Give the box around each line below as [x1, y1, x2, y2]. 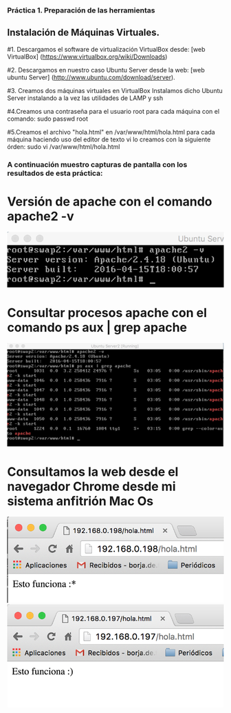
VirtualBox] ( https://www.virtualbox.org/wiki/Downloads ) [7, 52, 168, 61]
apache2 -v [7, 208, 74, 224]
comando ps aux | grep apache [7, 320, 188, 336]
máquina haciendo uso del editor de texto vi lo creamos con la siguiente [7, 135, 211, 143]
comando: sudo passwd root [7, 114, 88, 123]
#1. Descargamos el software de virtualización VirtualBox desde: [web [7, 45, 206, 53]
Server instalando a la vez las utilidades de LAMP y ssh [7, 94, 164, 102]
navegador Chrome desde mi [7, 479, 176, 494]
